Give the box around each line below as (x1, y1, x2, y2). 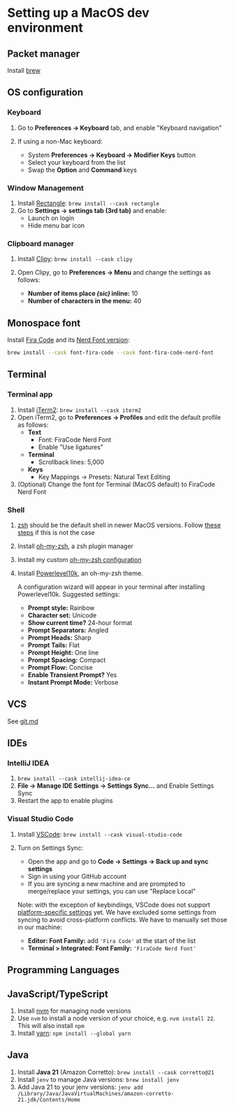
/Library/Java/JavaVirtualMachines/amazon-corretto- (17, 1090, 175, 1097)
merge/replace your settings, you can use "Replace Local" (27, 886, 196, 895)
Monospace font (7, 317, 81, 329)
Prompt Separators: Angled (27, 626, 109, 634)
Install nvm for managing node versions (17, 1006, 131, 1015)
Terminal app (7, 390, 53, 399)
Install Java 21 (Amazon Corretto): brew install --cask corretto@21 (17, 1067, 214, 1076)
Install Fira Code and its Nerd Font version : (7, 336, 131, 344)
